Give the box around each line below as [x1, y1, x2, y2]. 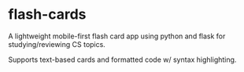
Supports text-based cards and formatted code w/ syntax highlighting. [8, 55, 237, 64]
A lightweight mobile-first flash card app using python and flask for [8, 31, 226, 41]
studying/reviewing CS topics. [8, 39, 106, 49]
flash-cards [8, 5, 87, 23]
